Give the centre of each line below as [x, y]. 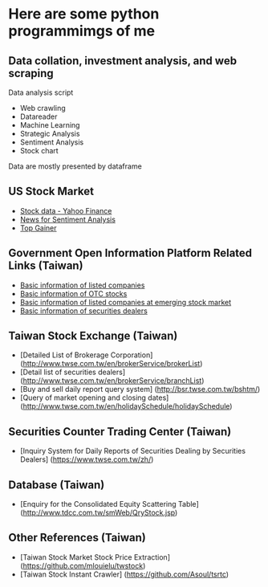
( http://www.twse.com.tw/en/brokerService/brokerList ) [111, 364]
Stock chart [39, 151]
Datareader [39, 116]
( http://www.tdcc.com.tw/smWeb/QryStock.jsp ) [99, 513]
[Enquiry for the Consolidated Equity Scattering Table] [109, 504]
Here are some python [84, 14]
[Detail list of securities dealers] [73, 372]
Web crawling [43, 108]
